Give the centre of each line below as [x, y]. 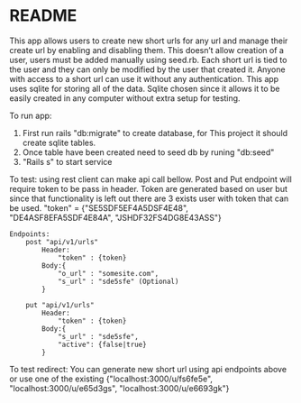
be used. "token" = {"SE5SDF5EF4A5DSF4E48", [99, 207]
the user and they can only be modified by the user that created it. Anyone [147, 69]
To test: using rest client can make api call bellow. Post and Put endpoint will [151, 179]
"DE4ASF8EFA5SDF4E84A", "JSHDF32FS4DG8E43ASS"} [116, 217]
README [43, 16]
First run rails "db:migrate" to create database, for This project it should [155, 133]
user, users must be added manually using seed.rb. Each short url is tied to [148, 60]
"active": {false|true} [102, 344]
